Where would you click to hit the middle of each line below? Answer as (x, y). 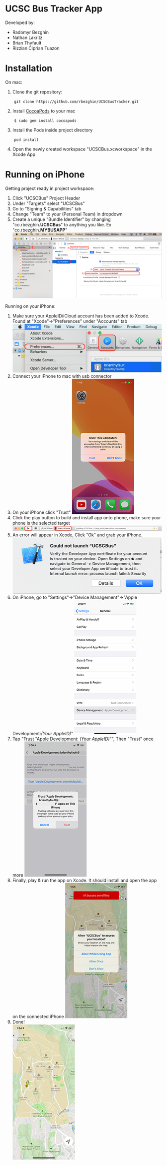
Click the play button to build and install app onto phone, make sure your (87, 518)
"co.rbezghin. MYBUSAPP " (40, 230)
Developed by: (20, 22)
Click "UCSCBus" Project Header (46, 198)
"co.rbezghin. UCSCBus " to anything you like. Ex (62, 224)
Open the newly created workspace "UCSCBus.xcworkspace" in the (82, 149)
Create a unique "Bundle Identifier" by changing (61, 219)
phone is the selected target (41, 523)
